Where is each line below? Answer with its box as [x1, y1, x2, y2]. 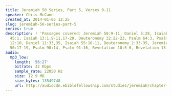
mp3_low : [10, 54, 29, 60]
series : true [5, 26, 33, 31]
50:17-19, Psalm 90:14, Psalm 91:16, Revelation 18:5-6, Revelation [10, 45, 159, 50]
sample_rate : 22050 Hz [14, 69, 63, 74]
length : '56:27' [14, 59, 50, 65]
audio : [5, 50, 19, 55]
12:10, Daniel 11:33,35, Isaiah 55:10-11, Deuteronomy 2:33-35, [10, 41, 150, 46]
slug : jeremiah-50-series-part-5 [5, 21, 77, 27]
